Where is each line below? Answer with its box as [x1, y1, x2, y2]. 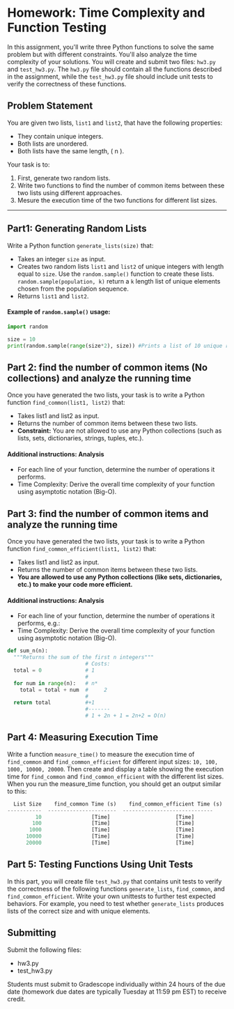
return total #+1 [13, 699, 95, 707]
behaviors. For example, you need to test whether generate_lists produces [7, 899, 224, 907]
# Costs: [84, 661, 111, 668]
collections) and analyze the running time [7, 372, 192, 384]
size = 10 [7, 336, 36, 343]
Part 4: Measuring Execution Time [7, 732, 159, 744]
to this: [7, 787, 27, 795]
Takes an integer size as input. [17, 254, 106, 263]
